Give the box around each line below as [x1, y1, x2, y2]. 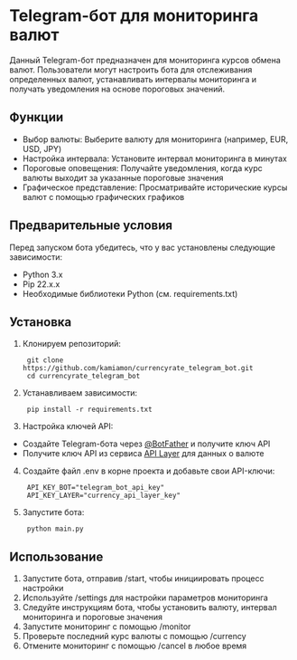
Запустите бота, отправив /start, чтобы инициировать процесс [22, 573, 265, 584]
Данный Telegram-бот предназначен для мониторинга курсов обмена [9, 54, 282, 65]
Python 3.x [22, 269, 63, 280]
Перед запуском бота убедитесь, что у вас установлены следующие [9, 242, 275, 253]
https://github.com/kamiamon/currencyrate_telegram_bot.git [22, 364, 254, 373]
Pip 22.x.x [22, 278, 60, 290]
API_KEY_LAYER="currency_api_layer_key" [26, 491, 181, 501]
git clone [26, 356, 64, 365]
